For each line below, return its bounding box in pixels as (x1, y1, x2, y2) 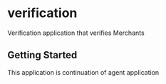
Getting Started (7, 49, 78, 61)
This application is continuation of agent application (7, 68, 160, 76)
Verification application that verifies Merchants (7, 28, 145, 37)
